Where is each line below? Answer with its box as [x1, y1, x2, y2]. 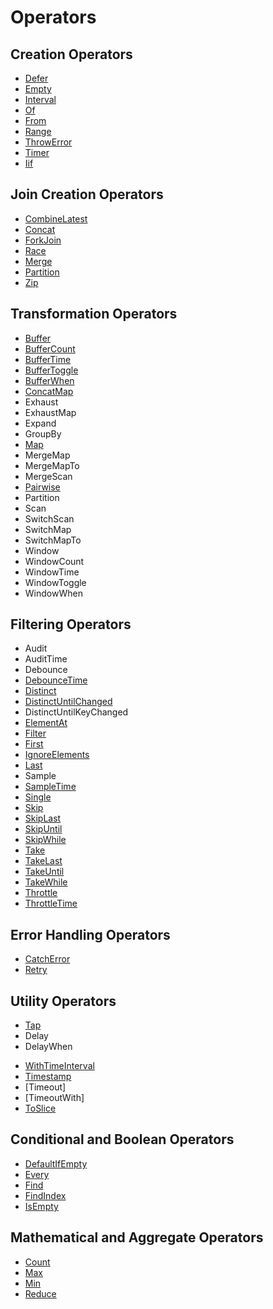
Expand [24, 417, 57, 429]
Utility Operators [10, 992, 117, 1010]
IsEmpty [24, 1200, 59, 1212]
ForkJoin [24, 234, 62, 246]
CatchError [24, 953, 71, 965]
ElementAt [24, 717, 68, 729]
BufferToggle [24, 364, 79, 376]
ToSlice [24, 1102, 57, 1115]
